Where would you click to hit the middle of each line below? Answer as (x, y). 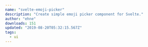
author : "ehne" (21, 19)
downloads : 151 (21, 23)
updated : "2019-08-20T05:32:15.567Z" (44, 28)
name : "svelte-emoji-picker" (35, 10)
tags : (11, 32)
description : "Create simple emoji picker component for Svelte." (74, 14)
